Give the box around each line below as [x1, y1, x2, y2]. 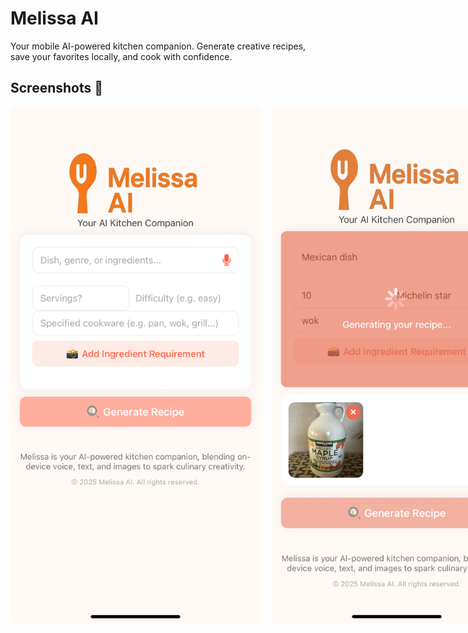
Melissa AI [10, 7, 99, 30]
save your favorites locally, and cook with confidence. [10, 50, 233, 62]
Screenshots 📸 [10, 80, 104, 97]
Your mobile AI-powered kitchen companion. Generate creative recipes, [10, 40, 307, 52]
